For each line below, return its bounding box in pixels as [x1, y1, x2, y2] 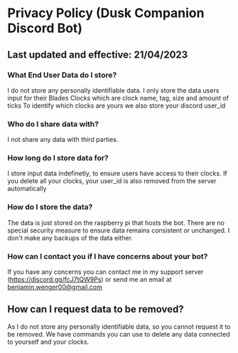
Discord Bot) [7, 20, 83, 36]
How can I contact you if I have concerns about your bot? [7, 251, 208, 261]
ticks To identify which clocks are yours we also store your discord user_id [7, 101, 226, 110]
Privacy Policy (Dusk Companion [7, 5, 205, 21]
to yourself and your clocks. [7, 337, 90, 346]
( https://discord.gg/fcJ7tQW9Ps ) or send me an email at [7, 275, 172, 284]
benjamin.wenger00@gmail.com [7, 283, 103, 292]
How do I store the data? [7, 202, 93, 212]
